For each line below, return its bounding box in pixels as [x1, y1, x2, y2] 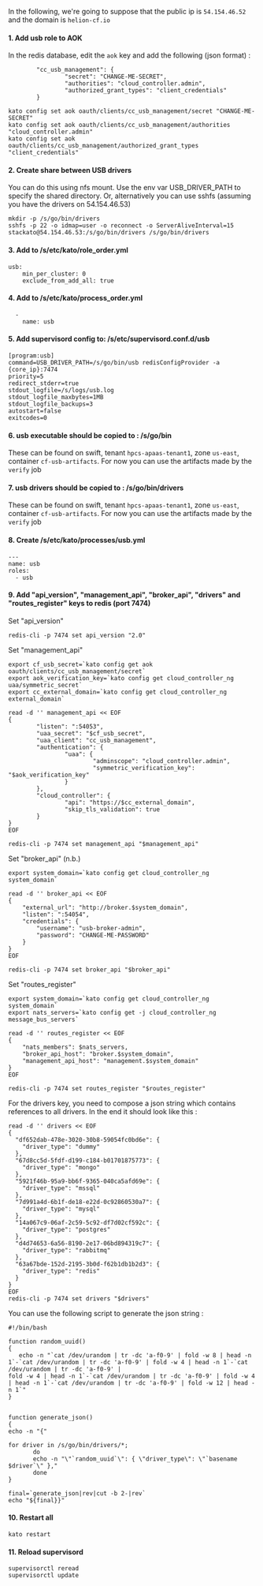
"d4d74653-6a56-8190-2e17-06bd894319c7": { [15, 1239, 160, 1247]
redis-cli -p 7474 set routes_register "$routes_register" [8, 1084, 206, 1092]
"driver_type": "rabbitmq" [22, 1246, 111, 1254]
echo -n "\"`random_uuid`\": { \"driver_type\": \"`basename [32, 1455, 238, 1463]
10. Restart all [8, 1513, 54, 1522]
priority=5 [8, 372, 44, 381]
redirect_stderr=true [8, 380, 80, 387]
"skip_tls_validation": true [64, 805, 160, 814]
